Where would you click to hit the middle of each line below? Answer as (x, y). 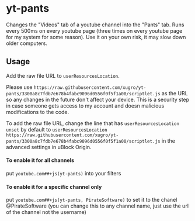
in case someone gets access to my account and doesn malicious (85, 106)
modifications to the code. (38, 112)
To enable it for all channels (40, 160)
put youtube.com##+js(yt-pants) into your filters (64, 173)
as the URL (175, 93)
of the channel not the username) (46, 212)
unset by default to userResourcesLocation (57, 129)
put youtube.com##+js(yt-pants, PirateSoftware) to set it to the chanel (92, 200)
